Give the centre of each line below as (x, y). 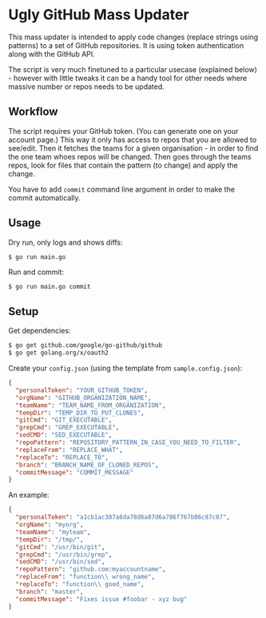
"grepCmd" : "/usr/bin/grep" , (64, 555)
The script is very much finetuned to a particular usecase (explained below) (133, 69)
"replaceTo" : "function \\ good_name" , (80, 584)
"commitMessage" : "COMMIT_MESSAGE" (75, 472)
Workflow (33, 112)
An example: (29, 495)
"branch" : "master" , (50, 592)
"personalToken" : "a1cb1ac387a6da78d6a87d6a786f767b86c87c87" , (123, 517)
